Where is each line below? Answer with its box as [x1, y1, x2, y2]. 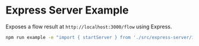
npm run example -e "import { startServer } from [5, 34, 131, 40]
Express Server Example [5, 4, 129, 17]
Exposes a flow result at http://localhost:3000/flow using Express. [5, 23, 172, 30]
